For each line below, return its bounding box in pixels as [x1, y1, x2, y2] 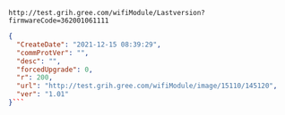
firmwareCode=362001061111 [8, 16, 109, 25]
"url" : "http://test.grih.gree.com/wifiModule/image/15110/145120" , [16, 81, 278, 91]
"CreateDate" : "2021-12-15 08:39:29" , [16, 40, 162, 49]
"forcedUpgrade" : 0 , [16, 65, 93, 74]
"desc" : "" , [16, 56, 62, 66]
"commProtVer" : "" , [16, 48, 90, 57]
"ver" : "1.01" [16, 90, 69, 99]
